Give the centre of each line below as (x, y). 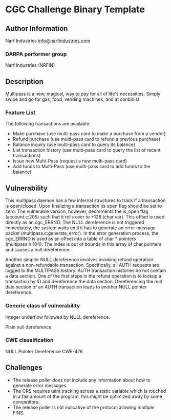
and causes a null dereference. (38, 250)
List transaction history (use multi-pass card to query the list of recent (87, 150)
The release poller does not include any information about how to (82, 380)
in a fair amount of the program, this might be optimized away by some (87, 396)
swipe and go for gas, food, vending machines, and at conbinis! (72, 99)
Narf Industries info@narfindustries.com (48, 41)
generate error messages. (40, 385)
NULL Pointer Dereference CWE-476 (44, 351)
